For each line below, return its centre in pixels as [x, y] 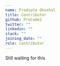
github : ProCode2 [24, 19]
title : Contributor [26, 15]
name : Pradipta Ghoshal [31, 10]
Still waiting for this [25, 58]
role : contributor [25, 43]
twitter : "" [18, 24]
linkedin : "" [19, 29]
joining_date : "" [24, 39]
